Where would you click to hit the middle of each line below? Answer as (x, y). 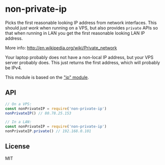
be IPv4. (14, 68)
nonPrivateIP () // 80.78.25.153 (38, 113)
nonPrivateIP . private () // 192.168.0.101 (48, 131)
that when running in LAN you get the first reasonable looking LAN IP (75, 33)
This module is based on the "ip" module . (47, 77)
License (17, 147)
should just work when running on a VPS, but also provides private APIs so (82, 27)
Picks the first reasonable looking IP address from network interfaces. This (81, 23)
